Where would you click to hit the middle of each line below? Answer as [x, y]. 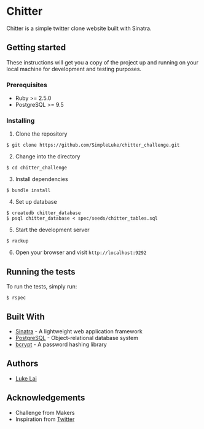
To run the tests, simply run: [42, 287]
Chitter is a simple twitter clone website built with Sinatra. [79, 28]
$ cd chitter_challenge [37, 168]
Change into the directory [48, 157]
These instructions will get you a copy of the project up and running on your [102, 62]
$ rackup [18, 241]
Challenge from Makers [45, 412]
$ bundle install [29, 191]
